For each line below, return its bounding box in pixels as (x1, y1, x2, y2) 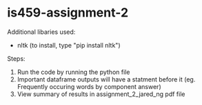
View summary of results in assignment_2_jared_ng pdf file (17, 90, 185, 98)
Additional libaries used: (7, 28, 76, 36)
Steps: (7, 54, 26, 63)
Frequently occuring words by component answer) (17, 82, 161, 90)
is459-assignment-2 (7, 5, 129, 21)
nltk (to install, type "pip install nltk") (17, 41, 121, 49)
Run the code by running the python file (17, 68, 130, 76)
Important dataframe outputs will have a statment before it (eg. (17, 75, 196, 84)
